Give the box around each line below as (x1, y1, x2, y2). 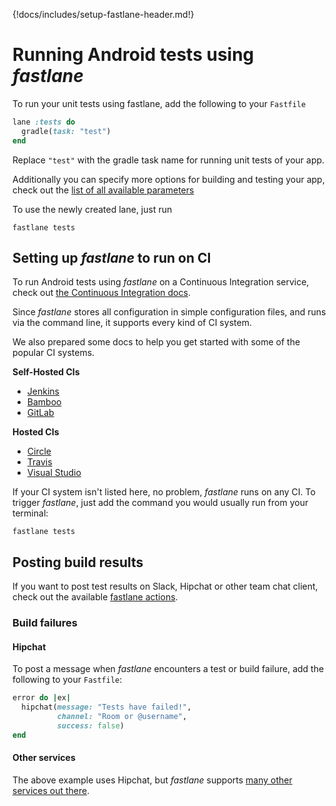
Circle (26, 445, 52, 458)
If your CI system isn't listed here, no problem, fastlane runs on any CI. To (12, 486, 316, 498)
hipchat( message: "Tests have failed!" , (21, 702, 192, 713)
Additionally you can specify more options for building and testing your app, (12, 173, 325, 185)
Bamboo (26, 396, 62, 408)
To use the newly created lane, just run (12, 203, 173, 215)
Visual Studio (26, 467, 82, 479)
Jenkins (26, 385, 60, 398)
